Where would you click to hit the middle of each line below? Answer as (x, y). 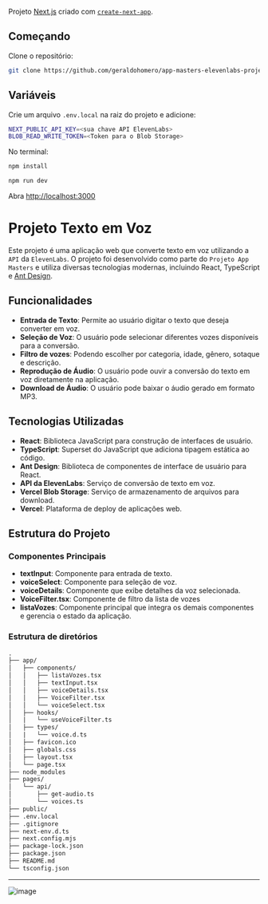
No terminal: (29, 152)
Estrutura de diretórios (53, 637)
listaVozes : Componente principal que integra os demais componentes (137, 608)
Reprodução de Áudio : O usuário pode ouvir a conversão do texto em (135, 371)
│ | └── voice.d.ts (48, 735)
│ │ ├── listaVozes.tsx (55, 676)
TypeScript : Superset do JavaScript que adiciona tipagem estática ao (134, 449)
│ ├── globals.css (43, 749)
